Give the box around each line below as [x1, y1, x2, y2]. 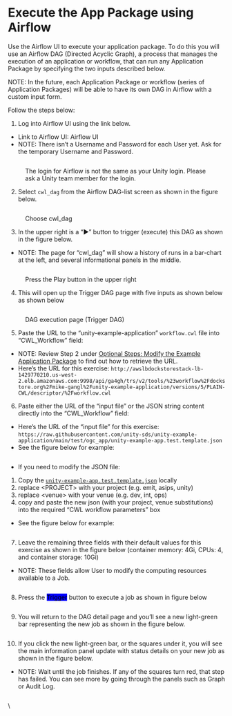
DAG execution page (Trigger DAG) [25, 315, 125, 323]
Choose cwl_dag [25, 214, 72, 223]
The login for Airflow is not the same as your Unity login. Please [25, 167, 206, 175]
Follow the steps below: [8, 106, 75, 114]
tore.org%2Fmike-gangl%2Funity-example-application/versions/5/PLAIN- [17, 384, 226, 390]
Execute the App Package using [8, 5, 194, 21]
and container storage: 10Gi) [17, 553, 99, 561]
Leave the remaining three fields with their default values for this [17, 538, 202, 547]
